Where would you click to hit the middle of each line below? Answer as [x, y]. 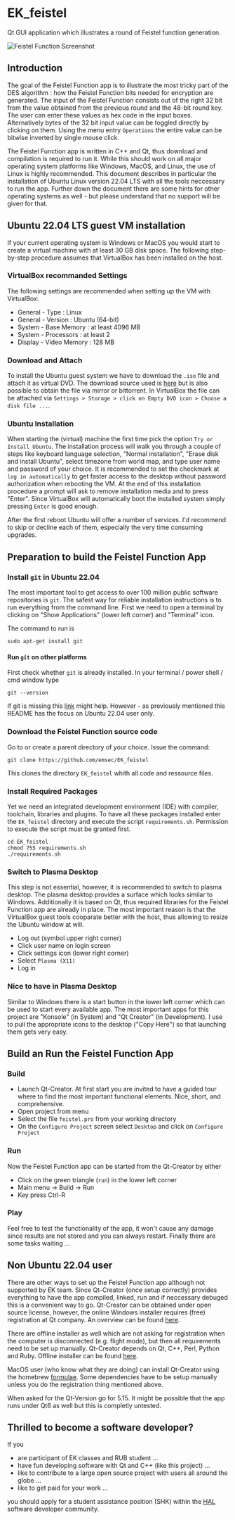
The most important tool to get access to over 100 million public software [113, 593]
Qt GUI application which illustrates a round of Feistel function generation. [114, 32]
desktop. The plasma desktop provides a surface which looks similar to [110, 894]
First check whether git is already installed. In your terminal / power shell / [115, 673]
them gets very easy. [38, 1032]
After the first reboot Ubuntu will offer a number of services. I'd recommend [117, 520]
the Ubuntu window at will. [46, 925]
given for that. [27, 203]
